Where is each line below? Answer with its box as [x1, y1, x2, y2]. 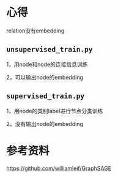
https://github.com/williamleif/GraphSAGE [6, 165, 112, 172]
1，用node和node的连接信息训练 [6, 61, 88, 68]
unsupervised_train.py [6, 45, 93, 54]
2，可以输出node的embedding [6, 73, 84, 81]
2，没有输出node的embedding [6, 120, 84, 127]
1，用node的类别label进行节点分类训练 [6, 107, 103, 114]
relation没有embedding [6, 27, 65, 34]
